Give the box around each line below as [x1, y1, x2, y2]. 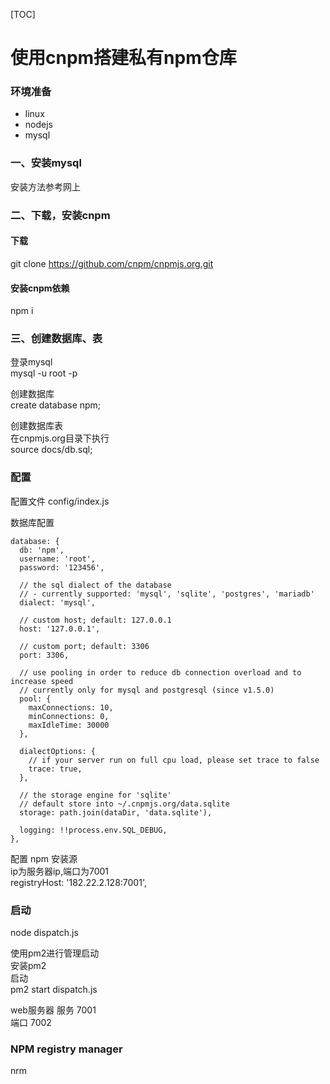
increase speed [10, 676, 74, 686]
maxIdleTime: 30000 [28, 720, 110, 730]
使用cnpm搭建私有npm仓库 [10, 47, 237, 69]
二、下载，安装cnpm [10, 208, 111, 222]
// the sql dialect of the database [19, 580, 172, 590]
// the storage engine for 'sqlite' [19, 790, 172, 800]
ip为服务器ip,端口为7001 [10, 865, 110, 877]
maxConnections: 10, [28, 702, 114, 713]
